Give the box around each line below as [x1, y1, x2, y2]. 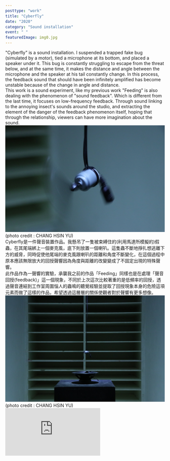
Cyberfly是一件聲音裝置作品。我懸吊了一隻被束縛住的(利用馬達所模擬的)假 [5, 239, 160, 245]
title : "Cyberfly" [5, 13, 44, 19]
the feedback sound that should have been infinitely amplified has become [5, 77, 161, 82]
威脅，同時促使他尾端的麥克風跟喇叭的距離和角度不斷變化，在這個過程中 [14, 251, 165, 257]
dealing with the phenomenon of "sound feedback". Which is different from [5, 93, 162, 98]
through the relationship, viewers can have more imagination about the [5, 114, 153, 120]
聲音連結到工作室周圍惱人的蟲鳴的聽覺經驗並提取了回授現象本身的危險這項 [9, 283, 165, 289]
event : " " [5, 29, 28, 35]
